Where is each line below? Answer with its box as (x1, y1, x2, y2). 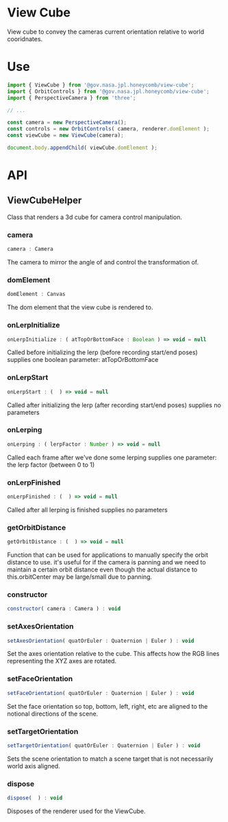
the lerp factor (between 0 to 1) (7, 460, 95, 468)
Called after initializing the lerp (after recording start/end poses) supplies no (7, 400, 221, 409)
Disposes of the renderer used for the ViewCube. (7, 807, 146, 815)
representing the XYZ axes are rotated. (7, 657, 117, 665)
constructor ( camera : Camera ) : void (7, 606, 121, 613)
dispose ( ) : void (7, 795, 63, 801)
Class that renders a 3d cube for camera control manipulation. (7, 213, 183, 221)
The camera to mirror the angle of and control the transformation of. (7, 258, 199, 266)
